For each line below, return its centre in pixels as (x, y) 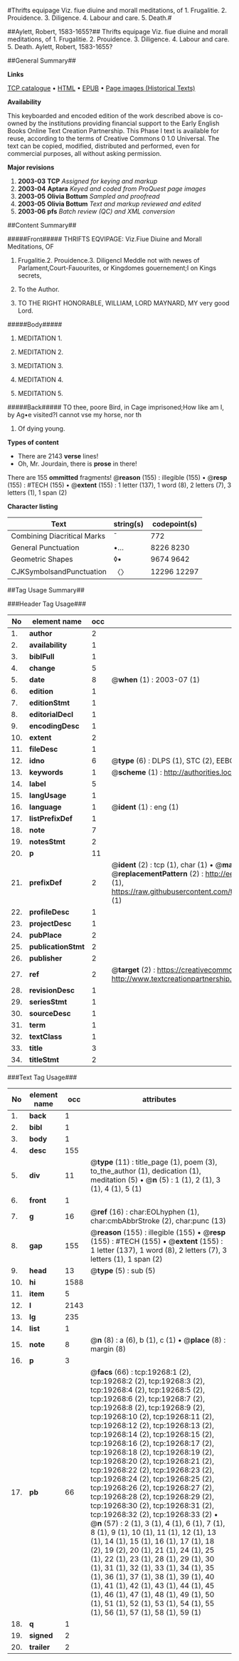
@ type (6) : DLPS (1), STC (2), (163, 761)
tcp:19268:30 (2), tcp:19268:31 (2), (152, 1505)
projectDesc (51, 923)
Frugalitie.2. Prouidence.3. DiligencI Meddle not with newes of (108, 260)
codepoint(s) (175, 524)
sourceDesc (50, 1013)
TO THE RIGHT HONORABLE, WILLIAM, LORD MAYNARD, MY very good (123, 303)
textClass (46, 1037)
